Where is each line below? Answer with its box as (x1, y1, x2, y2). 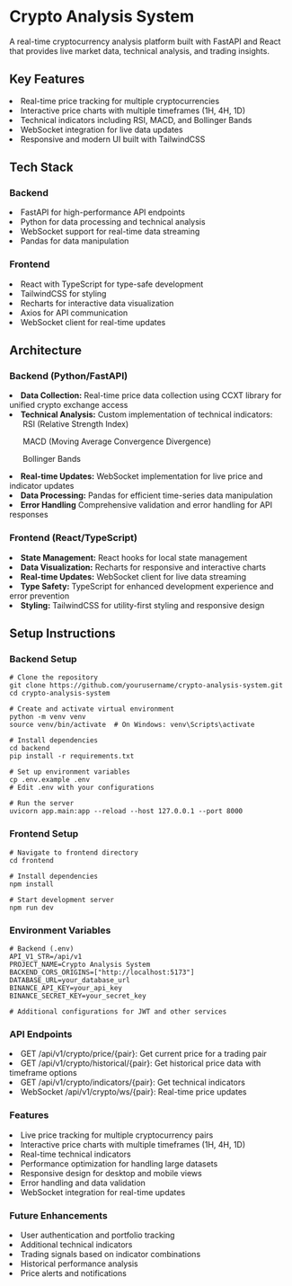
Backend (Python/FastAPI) (9, 370, 128, 383)
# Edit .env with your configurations (9, 784, 155, 793)
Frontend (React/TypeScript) (9, 532, 137, 545)
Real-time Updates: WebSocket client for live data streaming (21, 571, 247, 581)
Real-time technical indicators (21, 1149, 132, 1159)
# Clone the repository (9, 673, 99, 682)
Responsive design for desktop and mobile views (21, 1167, 202, 1178)
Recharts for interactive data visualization (21, 297, 174, 308)
